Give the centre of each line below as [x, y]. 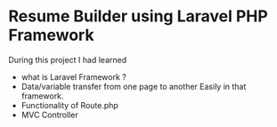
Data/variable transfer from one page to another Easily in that [134, 86]
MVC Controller [49, 115]
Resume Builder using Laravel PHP [138, 16]
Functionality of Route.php [70, 105]
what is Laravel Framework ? [73, 76]
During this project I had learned [68, 60]
